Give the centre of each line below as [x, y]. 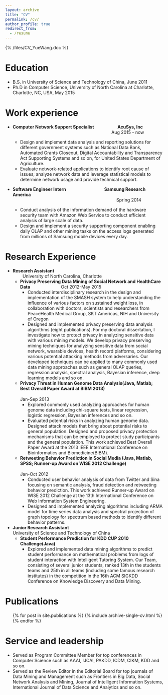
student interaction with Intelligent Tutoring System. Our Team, [92, 560]
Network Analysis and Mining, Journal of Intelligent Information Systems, [88, 682]
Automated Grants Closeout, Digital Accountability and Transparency [91, 153]
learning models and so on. [56, 378]
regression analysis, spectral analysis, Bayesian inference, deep [94, 372]
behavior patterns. [46, 522]
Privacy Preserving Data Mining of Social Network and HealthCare [91, 281]
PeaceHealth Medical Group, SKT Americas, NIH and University [93, 313]
